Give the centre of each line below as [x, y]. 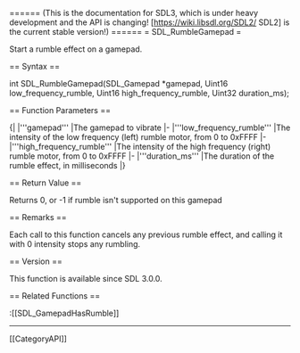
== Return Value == [46, 183]
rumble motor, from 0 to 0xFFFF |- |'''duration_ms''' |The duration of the [142, 156]
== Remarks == [38, 217]
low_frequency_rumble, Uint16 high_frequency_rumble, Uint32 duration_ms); [150, 93]
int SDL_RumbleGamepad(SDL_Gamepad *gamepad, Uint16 [119, 83]
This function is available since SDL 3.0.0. [86, 279]
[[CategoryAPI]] [38, 339]
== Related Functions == [55, 296]
